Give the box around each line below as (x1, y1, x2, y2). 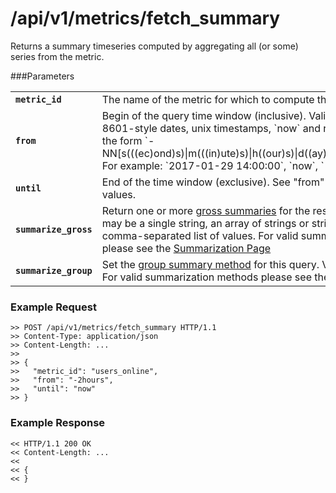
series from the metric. (10, 50, 105, 62)
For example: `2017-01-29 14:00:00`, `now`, (101, 158, 319, 172)
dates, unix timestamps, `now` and (159, 121, 322, 135)
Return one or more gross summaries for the (101, 203, 311, 217)
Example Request (10, 300, 97, 314)
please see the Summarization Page (101, 241, 272, 255)
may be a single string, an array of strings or (101, 216, 310, 230)
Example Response (10, 416, 106, 430)
